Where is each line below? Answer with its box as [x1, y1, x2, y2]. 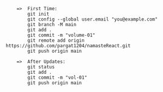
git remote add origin [27, 38, 85, 44]
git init [27, 11, 50, 17]
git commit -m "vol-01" [27, 74, 87, 80]
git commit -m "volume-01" [27, 32, 96, 38]
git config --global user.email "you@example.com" [27, 16, 158, 22]
